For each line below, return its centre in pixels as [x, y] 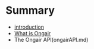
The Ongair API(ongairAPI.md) [51, 39]
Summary [30, 10]
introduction [29, 27]
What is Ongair [32, 33]
